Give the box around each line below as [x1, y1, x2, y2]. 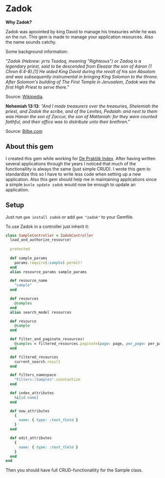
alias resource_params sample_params [10, 269, 87, 275]
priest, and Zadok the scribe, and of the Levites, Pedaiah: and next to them [5, 108, 158, 114]
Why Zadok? [5, 19, 32, 25]
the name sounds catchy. [5, 39, 57, 45]
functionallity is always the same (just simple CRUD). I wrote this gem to [5, 166, 151, 172]
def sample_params [10, 255, 48, 260]
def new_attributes [10, 408, 50, 413]
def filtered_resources [10, 354, 58, 359]
